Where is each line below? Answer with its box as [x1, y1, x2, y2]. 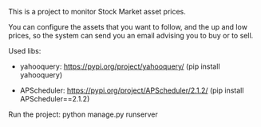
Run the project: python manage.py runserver [8, 109, 158, 119]
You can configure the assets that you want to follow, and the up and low [8, 22, 247, 31]
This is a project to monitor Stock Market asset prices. [8, 7, 186, 16]
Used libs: [8, 46, 42, 55]
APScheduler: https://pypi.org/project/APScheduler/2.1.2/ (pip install [19, 85, 244, 95]
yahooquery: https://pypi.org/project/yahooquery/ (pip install [19, 62, 221, 71]
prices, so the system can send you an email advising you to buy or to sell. [8, 31, 254, 40]
